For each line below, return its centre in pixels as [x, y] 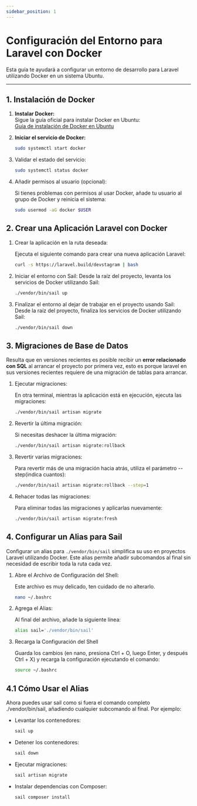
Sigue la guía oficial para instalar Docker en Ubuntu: [77, 120]
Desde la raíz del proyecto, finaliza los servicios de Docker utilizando [98, 310]
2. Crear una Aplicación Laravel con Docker [87, 228]
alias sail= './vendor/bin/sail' [54, 631]
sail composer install [42, 797]
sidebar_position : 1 [31, 11]
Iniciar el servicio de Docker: [50, 138]
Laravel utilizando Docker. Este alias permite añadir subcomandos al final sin [98, 557]
